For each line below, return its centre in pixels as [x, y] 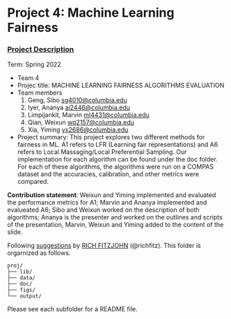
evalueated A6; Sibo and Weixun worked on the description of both [103, 210]
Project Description [41, 49]
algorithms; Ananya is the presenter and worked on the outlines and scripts [115, 217]
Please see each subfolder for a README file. [72, 309]
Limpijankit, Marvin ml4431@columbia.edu [88, 115]
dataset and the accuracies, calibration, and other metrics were [108, 174]
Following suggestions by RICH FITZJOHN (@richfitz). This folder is [104, 246]
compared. [33, 182]
